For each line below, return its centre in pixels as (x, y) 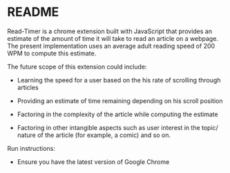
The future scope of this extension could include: (77, 66)
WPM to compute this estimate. (52, 53)
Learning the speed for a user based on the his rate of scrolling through (119, 80)
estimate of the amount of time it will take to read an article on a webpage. (113, 38)
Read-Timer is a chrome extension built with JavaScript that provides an (110, 31)
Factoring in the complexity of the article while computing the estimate (118, 114)
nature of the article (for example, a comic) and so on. (94, 135)
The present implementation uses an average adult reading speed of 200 (111, 46)
